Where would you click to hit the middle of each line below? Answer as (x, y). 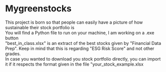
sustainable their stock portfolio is (40, 27)
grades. (13, 54)
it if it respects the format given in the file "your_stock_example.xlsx (74, 64)
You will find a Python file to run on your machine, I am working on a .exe (80, 33)
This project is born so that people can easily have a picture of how (74, 22)
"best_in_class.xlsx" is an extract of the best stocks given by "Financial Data (83, 43)
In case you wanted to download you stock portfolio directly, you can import (83, 59)
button (12, 38)
